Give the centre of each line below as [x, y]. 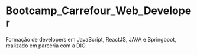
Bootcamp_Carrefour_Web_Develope [98, 11]
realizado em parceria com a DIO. [46, 46]
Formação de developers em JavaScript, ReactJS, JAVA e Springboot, [91, 39]
